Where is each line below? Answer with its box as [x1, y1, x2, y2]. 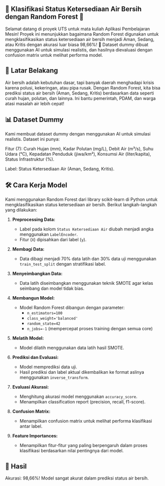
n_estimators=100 [27, 311, 63, 316]
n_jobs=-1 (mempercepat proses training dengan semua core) [27, 326, 153, 332]
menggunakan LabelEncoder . [19, 231, 78, 237]
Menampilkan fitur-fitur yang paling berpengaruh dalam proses [19, 442, 148, 448]
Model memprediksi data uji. [19, 364, 77, 370]
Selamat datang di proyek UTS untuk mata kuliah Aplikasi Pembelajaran [5, 26, 150, 32]
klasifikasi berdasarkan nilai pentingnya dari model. [19, 448, 124, 454]
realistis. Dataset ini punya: [5, 136, 60, 142]
